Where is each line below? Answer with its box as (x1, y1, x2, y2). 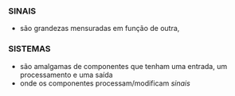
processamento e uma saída (19, 70, 113, 79)
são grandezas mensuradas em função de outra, (19, 24, 180, 33)
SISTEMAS (8, 44, 51, 55)
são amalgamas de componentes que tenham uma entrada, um (19, 61, 228, 71)
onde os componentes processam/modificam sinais (19, 78, 191, 88)
